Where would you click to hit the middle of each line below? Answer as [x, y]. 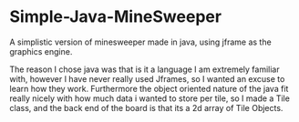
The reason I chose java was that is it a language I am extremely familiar [144, 69]
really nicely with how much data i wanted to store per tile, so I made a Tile [149, 98]
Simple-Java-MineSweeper [115, 17]
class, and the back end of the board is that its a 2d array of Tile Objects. [146, 107]
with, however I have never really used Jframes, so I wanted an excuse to [147, 78]
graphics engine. [41, 51]
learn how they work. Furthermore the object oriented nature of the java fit [149, 88]
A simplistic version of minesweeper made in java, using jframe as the [140, 42]
